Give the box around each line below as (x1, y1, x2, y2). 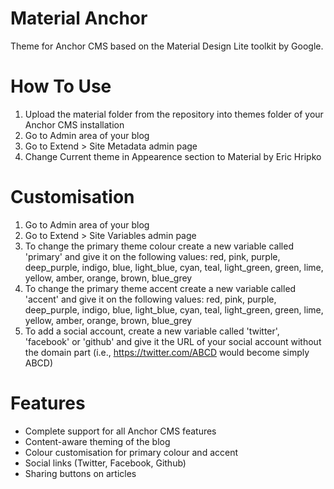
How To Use (10, 75, 112, 98)
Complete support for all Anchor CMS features (24, 425, 217, 437)
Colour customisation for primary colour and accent (24, 446, 239, 458)
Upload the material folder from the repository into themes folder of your (24, 108, 324, 120)
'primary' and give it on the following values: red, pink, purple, (24, 250, 281, 262)
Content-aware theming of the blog (24, 435, 171, 447)
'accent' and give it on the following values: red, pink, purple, (24, 293, 277, 305)
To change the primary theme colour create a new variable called (24, 240, 294, 252)
